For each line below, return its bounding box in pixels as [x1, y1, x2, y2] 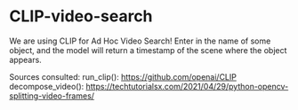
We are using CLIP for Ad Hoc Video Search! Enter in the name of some [9, 35, 271, 46]
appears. [9, 54, 42, 65]
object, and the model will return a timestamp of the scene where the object [9, 44, 287, 55]
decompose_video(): [9, 81, 85, 91]
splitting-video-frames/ [9, 90, 95, 101]
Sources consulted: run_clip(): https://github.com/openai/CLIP [9, 71, 238, 82]
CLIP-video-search [9, 6, 153, 27]
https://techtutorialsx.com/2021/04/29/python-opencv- [85, 81, 289, 91]
